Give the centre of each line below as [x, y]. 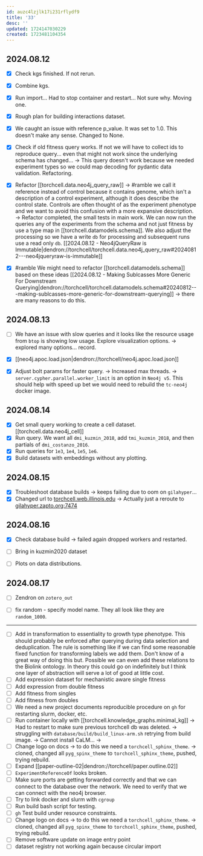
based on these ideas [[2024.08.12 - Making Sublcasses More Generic [103, 275]
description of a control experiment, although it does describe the [97, 198]
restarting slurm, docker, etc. [51, 714]
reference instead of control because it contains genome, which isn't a [103, 192]
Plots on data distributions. [48, 563]
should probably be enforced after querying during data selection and [102, 641]
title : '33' [21, 18]
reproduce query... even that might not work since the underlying [96, 154]
